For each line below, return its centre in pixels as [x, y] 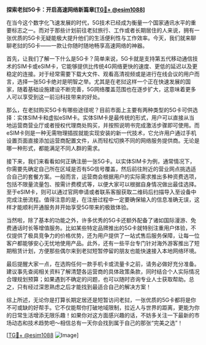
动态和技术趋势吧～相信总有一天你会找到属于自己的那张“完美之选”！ [97, 323]
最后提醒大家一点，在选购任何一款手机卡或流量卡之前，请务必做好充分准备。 [103, 264]
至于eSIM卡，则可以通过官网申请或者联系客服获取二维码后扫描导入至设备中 [101, 192]
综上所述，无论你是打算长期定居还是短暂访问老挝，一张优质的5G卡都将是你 [101, 300]
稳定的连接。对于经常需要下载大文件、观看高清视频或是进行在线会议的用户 [100, 74]
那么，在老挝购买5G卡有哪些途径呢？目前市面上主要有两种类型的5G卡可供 [100, 110]
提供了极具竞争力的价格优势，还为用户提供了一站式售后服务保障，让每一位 [105, 236]
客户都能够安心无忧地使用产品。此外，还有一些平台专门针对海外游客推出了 [100, 243]
